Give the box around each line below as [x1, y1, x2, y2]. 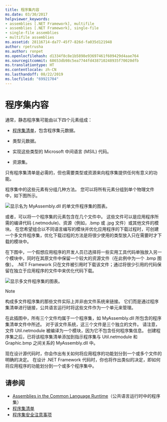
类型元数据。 [12, 138, 39, 144]
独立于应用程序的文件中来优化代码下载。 [13, 268, 97, 274]
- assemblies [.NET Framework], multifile [5, 21, 94, 26]
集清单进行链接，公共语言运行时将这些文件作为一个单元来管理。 [5, 304, 136, 310]
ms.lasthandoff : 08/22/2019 [5, 72, 64, 77]
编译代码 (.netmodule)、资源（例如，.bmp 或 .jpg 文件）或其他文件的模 [13, 219, 159, 226]
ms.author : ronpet [5, 49, 43, 54]
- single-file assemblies [5, 30, 59, 35]
